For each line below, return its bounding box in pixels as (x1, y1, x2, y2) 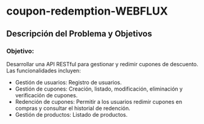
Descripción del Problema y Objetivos (6, 29, 152, 39)
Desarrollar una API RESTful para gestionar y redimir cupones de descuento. (6, 60, 199, 67)
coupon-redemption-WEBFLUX (6, 4, 169, 18)
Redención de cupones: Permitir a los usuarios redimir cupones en (15, 98, 183, 105)
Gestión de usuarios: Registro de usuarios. (15, 78, 122, 86)
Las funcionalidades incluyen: (6, 67, 81, 74)
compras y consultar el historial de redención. (15, 105, 131, 112)
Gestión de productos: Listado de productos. (15, 111, 128, 118)
